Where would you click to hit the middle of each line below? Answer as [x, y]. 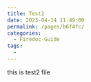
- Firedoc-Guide [37, 40]
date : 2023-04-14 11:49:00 [46, 20]
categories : [24, 33]
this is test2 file [29, 72]
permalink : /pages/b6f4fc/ [46, 26]
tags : [15, 46]
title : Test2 [26, 14]
